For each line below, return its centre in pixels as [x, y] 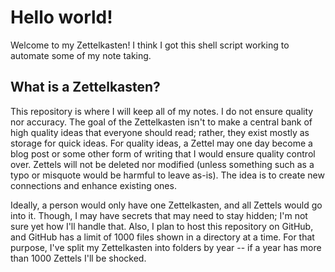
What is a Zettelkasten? [85, 87]
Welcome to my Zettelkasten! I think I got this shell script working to [150, 45]
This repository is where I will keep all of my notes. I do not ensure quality [162, 111]
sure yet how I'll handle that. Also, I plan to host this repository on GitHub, [162, 226]
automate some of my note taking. [81, 55]
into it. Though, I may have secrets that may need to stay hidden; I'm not [159, 215]
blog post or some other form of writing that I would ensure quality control [163, 153]
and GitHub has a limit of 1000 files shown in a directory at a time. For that [162, 237]
